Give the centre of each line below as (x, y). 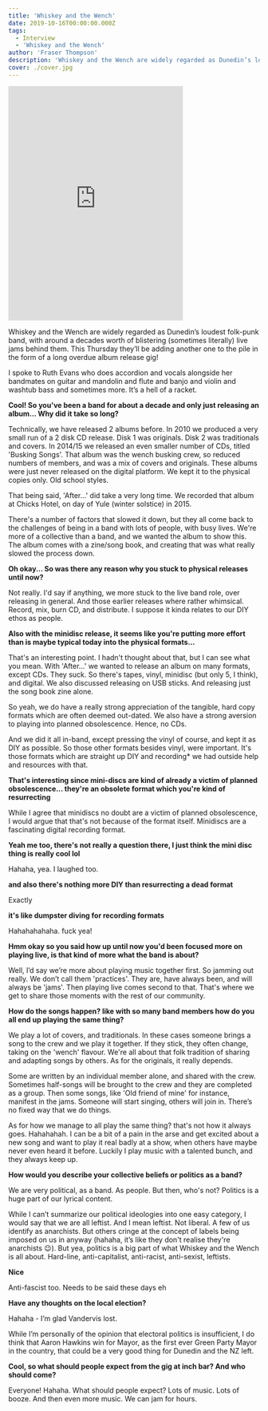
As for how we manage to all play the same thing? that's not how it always (130, 1125)
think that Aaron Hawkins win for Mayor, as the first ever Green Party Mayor (133, 1342)
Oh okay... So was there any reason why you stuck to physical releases (128, 568)
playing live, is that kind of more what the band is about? (104, 955)
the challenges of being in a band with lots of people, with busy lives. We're (132, 528)
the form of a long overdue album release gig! (83, 357)
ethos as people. (36, 618)
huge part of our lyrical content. (61, 1199)
